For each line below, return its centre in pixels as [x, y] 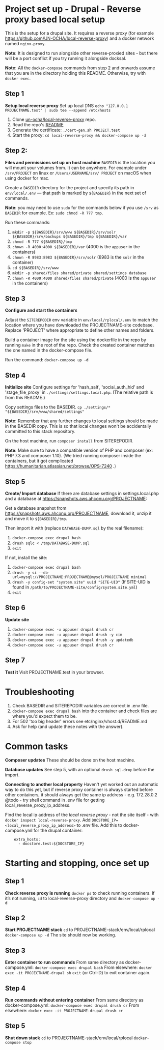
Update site [17, 619]
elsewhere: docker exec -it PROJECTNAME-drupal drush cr [64, 1010]
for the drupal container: [58, 830]
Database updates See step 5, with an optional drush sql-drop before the [80, 769]
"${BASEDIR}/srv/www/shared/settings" [45, 412]
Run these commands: [28, 222]
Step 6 [15, 608]
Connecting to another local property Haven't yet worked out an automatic [82, 784]
